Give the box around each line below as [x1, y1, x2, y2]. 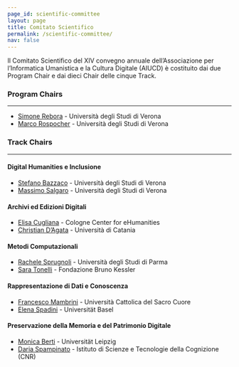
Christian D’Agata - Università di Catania [17, 225, 136, 235]
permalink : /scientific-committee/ [7, 30, 113, 38]
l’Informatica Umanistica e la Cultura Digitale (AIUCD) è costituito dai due [7, 64, 222, 73]
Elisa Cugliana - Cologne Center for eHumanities [17, 218, 160, 227]
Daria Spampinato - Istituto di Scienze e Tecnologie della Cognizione [17, 344, 219, 353]
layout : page [7, 17, 46, 24]
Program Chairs [7, 90, 63, 100]
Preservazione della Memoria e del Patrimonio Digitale [7, 321, 171, 330]
